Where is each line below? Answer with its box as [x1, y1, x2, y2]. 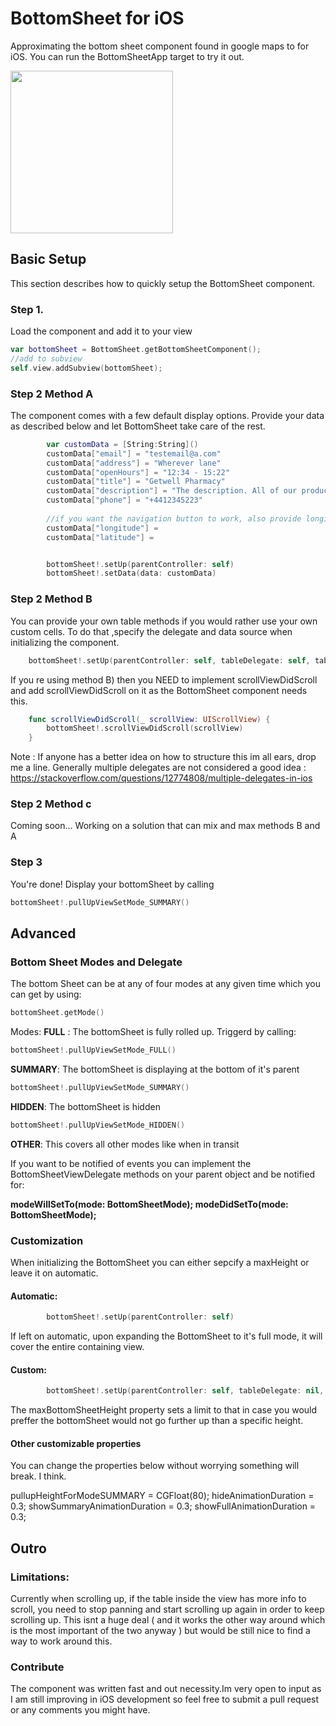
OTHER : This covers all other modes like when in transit [10, 1138, 240, 1150]
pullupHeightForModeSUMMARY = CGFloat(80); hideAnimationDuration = [10, 1490, 315, 1502]
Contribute [10, 1660, 65, 1674]
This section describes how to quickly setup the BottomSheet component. [10, 277, 316, 289]
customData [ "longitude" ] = [46, 523, 159, 533]
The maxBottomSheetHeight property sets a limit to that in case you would [10, 1404, 318, 1416]
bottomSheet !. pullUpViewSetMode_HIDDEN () [10, 1120, 186, 1130]
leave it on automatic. [10, 1267, 99, 1279]
